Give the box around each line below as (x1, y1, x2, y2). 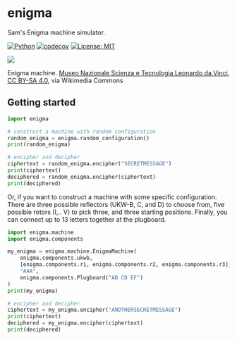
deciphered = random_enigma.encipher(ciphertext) (7, 173, 157, 180)
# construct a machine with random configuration (7, 128, 157, 135)
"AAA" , (20, 267, 39, 275)
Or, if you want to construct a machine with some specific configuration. (7, 192, 217, 201)
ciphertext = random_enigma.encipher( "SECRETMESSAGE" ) (7, 160, 172, 168)
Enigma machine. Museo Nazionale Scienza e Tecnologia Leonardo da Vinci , (7, 68, 230, 77)
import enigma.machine (7, 229, 74, 236)
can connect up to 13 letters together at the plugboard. (7, 215, 166, 223)
